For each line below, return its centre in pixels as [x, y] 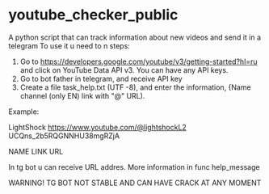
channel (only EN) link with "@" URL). [82, 95]
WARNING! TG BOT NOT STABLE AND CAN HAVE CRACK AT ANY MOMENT [135, 183]
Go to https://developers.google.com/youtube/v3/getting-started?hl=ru [139, 61]
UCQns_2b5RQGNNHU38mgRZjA [64, 136]
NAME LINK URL [36, 151]
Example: [24, 112]
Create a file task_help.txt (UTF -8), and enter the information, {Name [136, 87]
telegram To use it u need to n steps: [69, 45]
